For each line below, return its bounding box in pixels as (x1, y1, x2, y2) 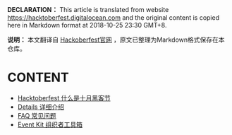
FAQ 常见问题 (17, 111, 56, 119)
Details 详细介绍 (17, 102, 65, 111)
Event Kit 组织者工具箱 (17, 120, 83, 129)
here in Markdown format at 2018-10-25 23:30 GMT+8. (7, 21, 167, 29)
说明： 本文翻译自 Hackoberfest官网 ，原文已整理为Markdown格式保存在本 (7, 35, 225, 44)
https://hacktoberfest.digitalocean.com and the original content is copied (7, 13, 220, 22)
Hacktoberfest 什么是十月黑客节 (17, 93, 111, 102)
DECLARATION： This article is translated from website (7, 6, 169, 13)
